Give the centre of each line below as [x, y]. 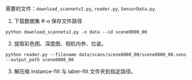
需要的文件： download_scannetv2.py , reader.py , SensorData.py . [81, 8]
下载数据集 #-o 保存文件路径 [48, 21]
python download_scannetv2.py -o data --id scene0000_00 [76, 32]
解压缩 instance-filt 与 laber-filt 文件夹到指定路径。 [75, 71]
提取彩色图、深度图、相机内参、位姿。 [60, 44]
